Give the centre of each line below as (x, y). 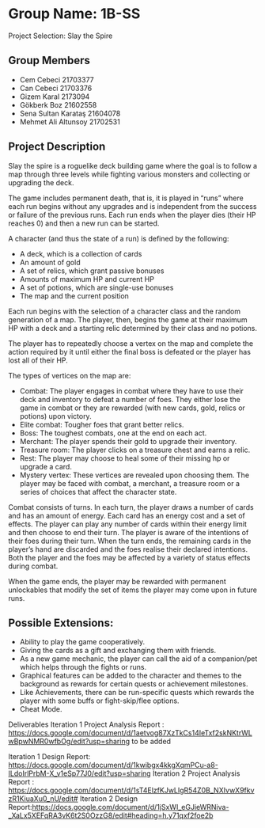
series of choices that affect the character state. (98, 492)
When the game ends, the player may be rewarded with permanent (117, 581)
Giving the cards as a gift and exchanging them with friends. (118, 651)
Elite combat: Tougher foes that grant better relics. (102, 424)
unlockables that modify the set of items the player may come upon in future (132, 590)
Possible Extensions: (61, 623)
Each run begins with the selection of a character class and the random (125, 311)
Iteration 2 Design (109, 799)
